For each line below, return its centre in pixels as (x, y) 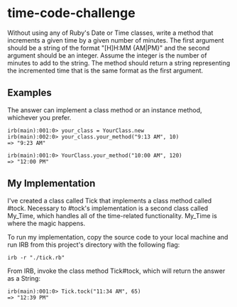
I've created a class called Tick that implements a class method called (110, 200)
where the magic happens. (46, 223)
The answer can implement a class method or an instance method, (105, 110)
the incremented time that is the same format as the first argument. (105, 70)
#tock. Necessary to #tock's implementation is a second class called (108, 208)
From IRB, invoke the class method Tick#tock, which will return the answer (116, 271)
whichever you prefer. (39, 117)
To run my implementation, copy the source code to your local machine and (118, 237)
